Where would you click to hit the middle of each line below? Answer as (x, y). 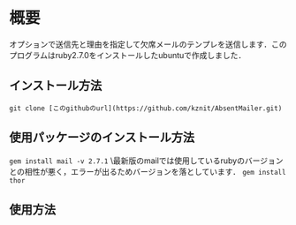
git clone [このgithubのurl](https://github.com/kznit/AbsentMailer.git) (146, 108)
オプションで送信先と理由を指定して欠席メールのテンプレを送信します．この (148, 44)
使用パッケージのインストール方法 (102, 138)
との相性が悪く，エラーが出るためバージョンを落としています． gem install (148, 171)
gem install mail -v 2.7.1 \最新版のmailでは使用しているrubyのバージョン (146, 161)
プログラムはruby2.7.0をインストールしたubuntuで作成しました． (128, 55)
